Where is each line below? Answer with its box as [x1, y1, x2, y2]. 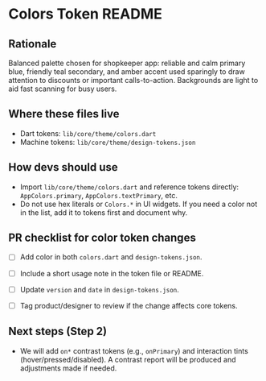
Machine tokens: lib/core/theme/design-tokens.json [19, 137, 196, 147]
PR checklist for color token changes [8, 231, 197, 245]
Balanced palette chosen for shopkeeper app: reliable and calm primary [8, 58, 246, 68]
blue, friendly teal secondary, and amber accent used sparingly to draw [8, 67, 245, 77]
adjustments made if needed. [19, 363, 117, 373]
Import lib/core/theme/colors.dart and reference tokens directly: [19, 182, 239, 192]
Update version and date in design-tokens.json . [19, 284, 179, 294]
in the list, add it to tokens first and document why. [19, 207, 188, 217]
